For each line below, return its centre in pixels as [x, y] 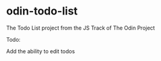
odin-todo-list [42, 11]
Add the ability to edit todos [41, 51]
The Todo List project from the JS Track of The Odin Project [80, 28]
